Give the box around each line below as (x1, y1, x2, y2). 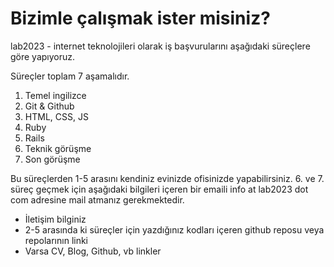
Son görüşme (24, 153, 81, 165)
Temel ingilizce (24, 89, 87, 101)
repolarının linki (24, 234, 89, 246)
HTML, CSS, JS (24, 110, 89, 122)
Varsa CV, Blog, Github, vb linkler (24, 245, 162, 257)
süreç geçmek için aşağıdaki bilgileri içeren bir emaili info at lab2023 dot (10, 183, 309, 195)
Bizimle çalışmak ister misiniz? (10, 7, 271, 30)
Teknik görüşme (24, 142, 92, 154)
